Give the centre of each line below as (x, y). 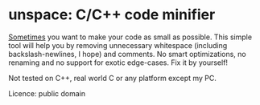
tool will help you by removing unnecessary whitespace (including (118, 45)
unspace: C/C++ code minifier (112, 15)
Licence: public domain (47, 93)
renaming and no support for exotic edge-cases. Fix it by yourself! (118, 63)
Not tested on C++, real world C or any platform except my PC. (113, 78)
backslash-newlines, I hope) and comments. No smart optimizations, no (128, 54)
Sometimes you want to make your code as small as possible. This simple (130, 37)
